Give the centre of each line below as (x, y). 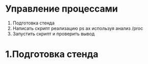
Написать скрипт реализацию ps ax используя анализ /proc (78, 28)
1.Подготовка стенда (52, 54)
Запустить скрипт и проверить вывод (54, 34)
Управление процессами (62, 9)
